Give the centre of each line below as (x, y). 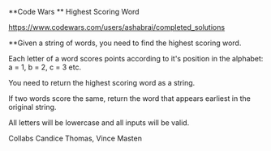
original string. (32, 107)
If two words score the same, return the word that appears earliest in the (130, 99)
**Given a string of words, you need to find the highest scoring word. (125, 43)
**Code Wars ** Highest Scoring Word (74, 12)
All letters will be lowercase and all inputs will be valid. (99, 123)
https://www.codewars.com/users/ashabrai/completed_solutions (117, 27)
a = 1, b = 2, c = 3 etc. (45, 67)
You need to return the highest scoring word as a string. (102, 83)
